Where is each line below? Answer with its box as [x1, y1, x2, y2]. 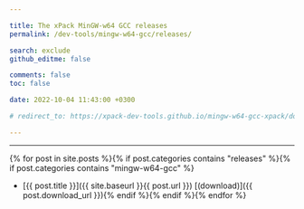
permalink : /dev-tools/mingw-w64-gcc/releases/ [9, 29, 193, 39]
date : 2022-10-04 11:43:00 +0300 [9, 96, 136, 105]
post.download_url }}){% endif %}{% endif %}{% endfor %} [22, 189, 247, 200]
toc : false [9, 79, 51, 89]
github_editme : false [9, 54, 91, 63]
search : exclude [9, 46, 71, 55]
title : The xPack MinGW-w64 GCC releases [9, 21, 168, 30]
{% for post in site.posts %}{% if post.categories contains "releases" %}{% [9, 153, 291, 164]
